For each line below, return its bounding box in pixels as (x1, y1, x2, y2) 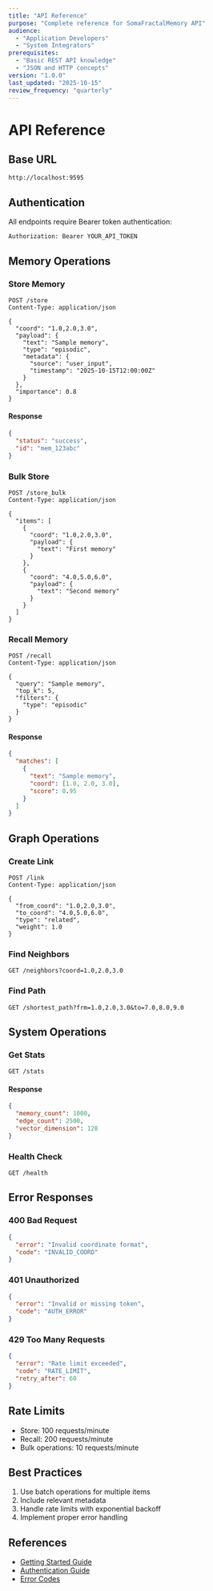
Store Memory (8, 278, 66, 289)
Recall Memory (8, 634, 69, 645)
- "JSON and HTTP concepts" (15, 64, 110, 72)
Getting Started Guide (19, 1557, 92, 1567)
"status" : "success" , (15, 436, 88, 445)
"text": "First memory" (37, 545, 116, 553)
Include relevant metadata (19, 1496, 106, 1505)
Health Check (8, 1151, 62, 1162)
